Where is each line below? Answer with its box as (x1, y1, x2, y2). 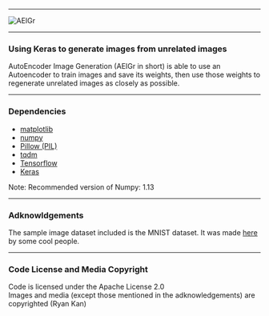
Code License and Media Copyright (8, 263, 148, 274)
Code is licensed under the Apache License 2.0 (8, 282, 165, 292)
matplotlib (19, 124, 54, 134)
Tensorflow (19, 158, 58, 168)
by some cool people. (8, 236, 80, 246)
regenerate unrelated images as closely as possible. (8, 78, 180, 88)
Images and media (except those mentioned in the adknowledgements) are (8, 290, 255, 300)
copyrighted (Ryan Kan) (8, 299, 86, 309)
